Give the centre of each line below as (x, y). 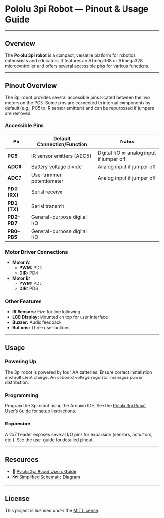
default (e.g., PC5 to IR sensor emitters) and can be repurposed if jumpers (80, 108)
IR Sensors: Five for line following (46, 312)
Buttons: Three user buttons (41, 328)
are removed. (18, 113)
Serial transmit (48, 206)
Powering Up (21, 361)
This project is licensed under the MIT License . (52, 511)
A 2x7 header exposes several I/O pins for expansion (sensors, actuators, (79, 434)
